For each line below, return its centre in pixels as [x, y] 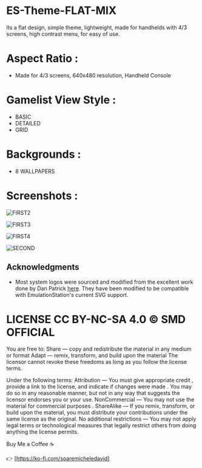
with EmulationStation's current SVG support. [72, 295]
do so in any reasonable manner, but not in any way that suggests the [93, 393]
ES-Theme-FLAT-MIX [62, 11]
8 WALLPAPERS [35, 171]
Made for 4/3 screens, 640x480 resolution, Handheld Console [93, 75]
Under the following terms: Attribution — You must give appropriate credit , [100, 380]
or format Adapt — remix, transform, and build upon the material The [92, 355]
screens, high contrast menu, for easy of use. [63, 33]
